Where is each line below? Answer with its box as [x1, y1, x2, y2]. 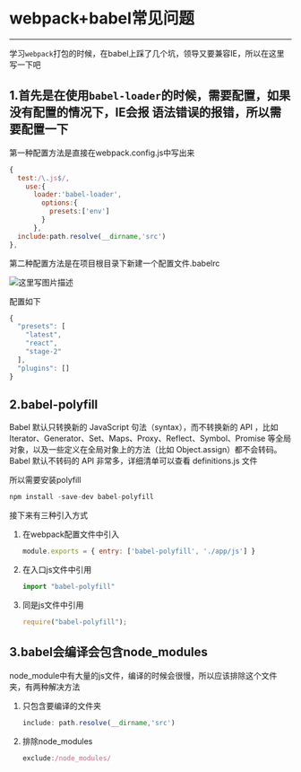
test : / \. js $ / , [17, 173, 70, 182]
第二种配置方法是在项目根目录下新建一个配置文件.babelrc [9, 258, 220, 268]
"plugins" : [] [17, 364, 70, 373]
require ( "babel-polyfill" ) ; [21, 617, 127, 627]
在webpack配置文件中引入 [21, 529, 119, 540]
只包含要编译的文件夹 [21, 700, 101, 711]
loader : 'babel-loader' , [32, 190, 123, 199]
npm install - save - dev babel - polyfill [9, 493, 154, 502]
